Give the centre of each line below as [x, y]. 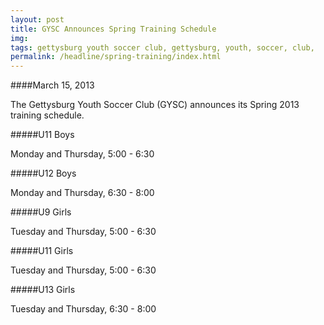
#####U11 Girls [42, 251]
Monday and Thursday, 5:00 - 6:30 [82, 154]
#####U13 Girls [43, 290]
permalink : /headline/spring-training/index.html [116, 57]
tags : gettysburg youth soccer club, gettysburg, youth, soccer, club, [162, 47]
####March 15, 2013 [52, 85]
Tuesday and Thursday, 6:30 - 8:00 [83, 309]
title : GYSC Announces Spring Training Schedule [113, 29]
